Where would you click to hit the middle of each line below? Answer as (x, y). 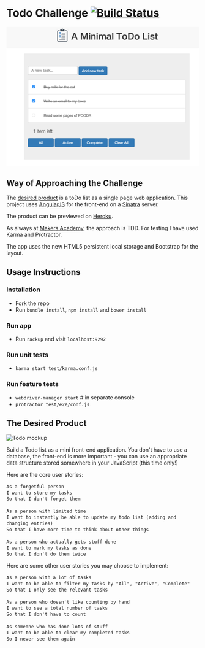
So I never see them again (41, 639)
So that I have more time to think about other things (78, 530)
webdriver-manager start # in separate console (75, 397)
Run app (19, 325)
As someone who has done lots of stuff (57, 627)
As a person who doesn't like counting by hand (68, 602)
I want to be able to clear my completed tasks (68, 633)
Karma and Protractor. (34, 234)
